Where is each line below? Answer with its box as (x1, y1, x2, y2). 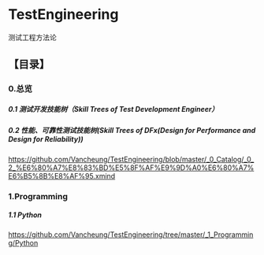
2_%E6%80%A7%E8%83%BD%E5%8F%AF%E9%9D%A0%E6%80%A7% (8, 163, 255, 172)
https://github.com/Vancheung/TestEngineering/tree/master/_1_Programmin (8, 230, 254, 239)
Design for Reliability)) (8, 135, 84, 144)
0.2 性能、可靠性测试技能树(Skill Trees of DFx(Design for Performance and (8, 126, 256, 135)
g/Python (8, 238, 39, 248)
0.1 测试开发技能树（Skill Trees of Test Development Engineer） (8, 104, 219, 113)
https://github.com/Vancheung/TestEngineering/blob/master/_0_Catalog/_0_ (8, 154, 255, 164)
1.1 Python (8, 210, 42, 220)
